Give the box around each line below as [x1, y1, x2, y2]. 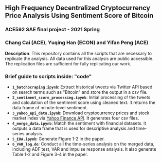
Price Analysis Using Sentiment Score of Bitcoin [5, 12, 154, 20]
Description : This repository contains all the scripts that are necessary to [5, 50, 152, 56]
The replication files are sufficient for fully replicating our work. [5, 61, 131, 66]
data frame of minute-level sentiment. [12, 104, 88, 110]
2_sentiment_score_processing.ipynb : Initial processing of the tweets [12, 94, 151, 100]
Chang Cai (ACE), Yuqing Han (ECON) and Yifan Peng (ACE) [5, 39, 149, 46]
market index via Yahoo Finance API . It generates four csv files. [12, 115, 140, 121]
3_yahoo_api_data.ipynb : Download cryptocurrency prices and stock [12, 110, 150, 116]
